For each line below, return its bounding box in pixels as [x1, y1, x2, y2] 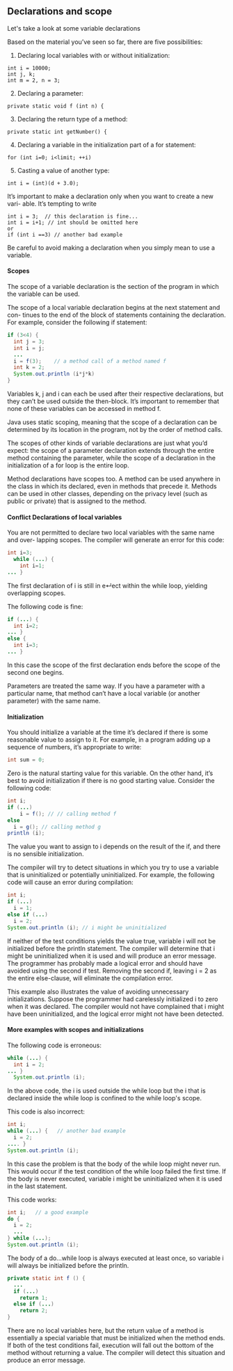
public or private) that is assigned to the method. [7, 497, 147, 505]
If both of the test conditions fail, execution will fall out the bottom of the [7, 1341, 214, 1349]
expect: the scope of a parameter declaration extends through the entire [7, 447, 214, 455]
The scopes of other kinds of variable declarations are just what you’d [7, 439, 208, 447]
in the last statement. [7, 1182, 67, 1190]
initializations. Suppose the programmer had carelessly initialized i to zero [7, 994, 218, 1003]
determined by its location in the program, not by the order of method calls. [7, 426, 223, 434]
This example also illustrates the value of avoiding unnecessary [7, 987, 189, 996]
